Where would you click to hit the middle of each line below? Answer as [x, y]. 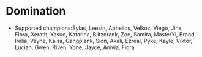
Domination [36, 11]
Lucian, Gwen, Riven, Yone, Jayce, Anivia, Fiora [75, 47]
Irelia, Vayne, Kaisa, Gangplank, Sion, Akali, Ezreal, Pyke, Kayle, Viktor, [103, 41]
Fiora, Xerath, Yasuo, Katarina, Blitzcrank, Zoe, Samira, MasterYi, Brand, [105, 34]
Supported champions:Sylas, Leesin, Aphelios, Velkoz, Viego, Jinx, [99, 28]
